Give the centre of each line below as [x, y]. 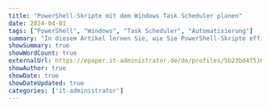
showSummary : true [39, 46]
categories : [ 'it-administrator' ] [66, 91]
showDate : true [34, 76]
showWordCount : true [43, 53]
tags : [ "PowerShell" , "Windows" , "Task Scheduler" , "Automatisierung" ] [131, 31]
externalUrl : [30, 61]
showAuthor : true [37, 68]
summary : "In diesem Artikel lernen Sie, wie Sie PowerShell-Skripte [127, 38]
